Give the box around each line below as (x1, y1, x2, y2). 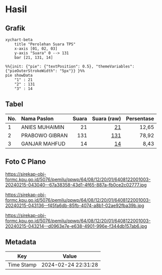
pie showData (5, 73, 33, 78)
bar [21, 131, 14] (14, 55, 53, 60)
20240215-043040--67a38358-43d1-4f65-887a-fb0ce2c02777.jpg (5, 181, 147, 188)
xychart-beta (5, 37, 33, 42)
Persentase (126, 115, 154, 122)
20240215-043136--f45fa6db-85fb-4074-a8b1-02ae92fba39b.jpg (5, 202, 144, 208)
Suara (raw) (92, 115, 121, 122)
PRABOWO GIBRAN (21, 132, 68, 139)
